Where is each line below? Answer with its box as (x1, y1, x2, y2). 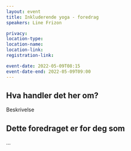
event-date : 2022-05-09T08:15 (6, 63, 81, 69)
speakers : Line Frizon (6, 20, 62, 25)
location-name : (6, 41, 44, 47)
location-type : (6, 36, 44, 42)
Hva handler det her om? (6, 90, 99, 101)
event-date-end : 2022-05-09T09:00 (6, 69, 91, 75)
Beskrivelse (6, 106, 34, 113)
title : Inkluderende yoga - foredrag (6, 14, 99, 20)
